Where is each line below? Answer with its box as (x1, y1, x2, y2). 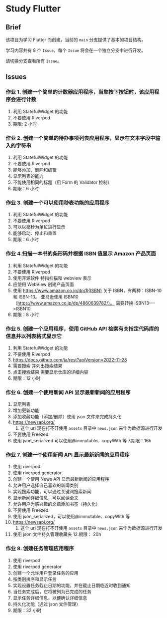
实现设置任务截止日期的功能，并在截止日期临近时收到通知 (12, 582, 131, 588)
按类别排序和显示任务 (12, 576, 57, 582)
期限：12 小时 (12, 375, 41, 381)
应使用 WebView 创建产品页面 (12, 281, 74, 287)
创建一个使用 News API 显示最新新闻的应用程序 (12, 476, 110, 482)
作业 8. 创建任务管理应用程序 (5, 545, 74, 552)
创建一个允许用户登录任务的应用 (12, 570, 79, 576)
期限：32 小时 (12, 607, 42, 613)
